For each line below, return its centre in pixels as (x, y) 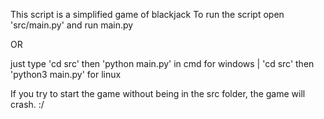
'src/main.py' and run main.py (72, 25)
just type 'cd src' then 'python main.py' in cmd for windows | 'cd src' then (162, 63)
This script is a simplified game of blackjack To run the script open (147, 14)
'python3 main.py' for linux (66, 74)
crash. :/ (27, 104)
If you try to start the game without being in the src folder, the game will (158, 93)
